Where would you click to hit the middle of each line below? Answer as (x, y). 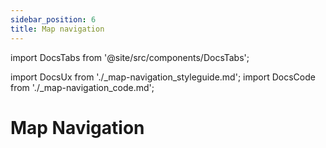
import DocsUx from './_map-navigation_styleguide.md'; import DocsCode (163, 77)
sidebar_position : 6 (53, 19)
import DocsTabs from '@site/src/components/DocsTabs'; (130, 57)
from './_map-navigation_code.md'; (82, 87)
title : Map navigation (57, 29)
